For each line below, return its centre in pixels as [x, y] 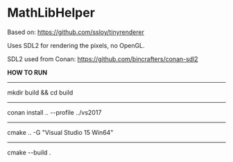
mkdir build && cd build [40, 92]
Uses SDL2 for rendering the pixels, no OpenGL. [76, 45]
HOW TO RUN [27, 72]
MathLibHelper [51, 13]
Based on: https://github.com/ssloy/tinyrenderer [76, 32]
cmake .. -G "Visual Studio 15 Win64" [60, 132]
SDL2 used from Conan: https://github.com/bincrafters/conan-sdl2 [103, 59]
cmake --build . [29, 152]
